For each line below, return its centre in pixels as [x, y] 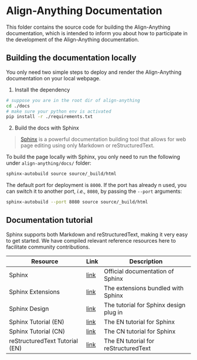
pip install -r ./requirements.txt [50, 117]
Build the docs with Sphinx [47, 128]
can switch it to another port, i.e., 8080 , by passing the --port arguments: [94, 191]
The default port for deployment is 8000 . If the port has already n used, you [96, 185]
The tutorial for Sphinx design [145, 305]
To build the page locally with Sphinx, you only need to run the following [93, 157]
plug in [113, 312]
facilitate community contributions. [48, 247]
